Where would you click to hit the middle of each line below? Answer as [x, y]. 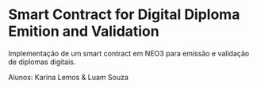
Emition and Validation [84, 31]
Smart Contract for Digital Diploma [124, 15]
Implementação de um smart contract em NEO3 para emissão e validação [129, 53]
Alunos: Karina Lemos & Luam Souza [69, 77]
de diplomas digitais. [42, 62]
